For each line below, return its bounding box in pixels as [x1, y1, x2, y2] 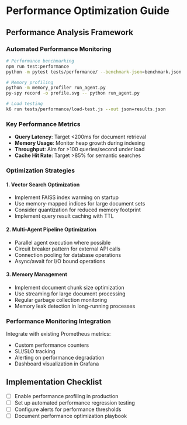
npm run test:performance [6, 63, 69, 69]
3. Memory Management [6, 271, 67, 278]
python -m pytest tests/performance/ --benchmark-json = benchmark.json [6, 69, 182, 75]
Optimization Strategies [6, 166, 75, 175]
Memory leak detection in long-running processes [14, 302, 136, 309]
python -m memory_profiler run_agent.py [6, 85, 106, 91]
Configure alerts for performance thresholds [14, 406, 122, 413]
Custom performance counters [14, 342, 89, 349]
